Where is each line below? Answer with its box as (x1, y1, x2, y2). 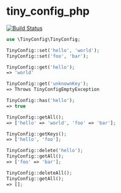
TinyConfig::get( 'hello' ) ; (6, 64, 75, 70)
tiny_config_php (6, 4, 90, 18)
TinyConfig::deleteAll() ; (6, 170, 72, 176)
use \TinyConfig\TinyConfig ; (6, 36, 81, 42)
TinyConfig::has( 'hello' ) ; (6, 98, 75, 104)
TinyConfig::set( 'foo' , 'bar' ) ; (6, 53, 89, 59)
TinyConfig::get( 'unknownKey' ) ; (6, 81, 89, 87)
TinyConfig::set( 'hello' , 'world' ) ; (6, 47, 100, 53)
